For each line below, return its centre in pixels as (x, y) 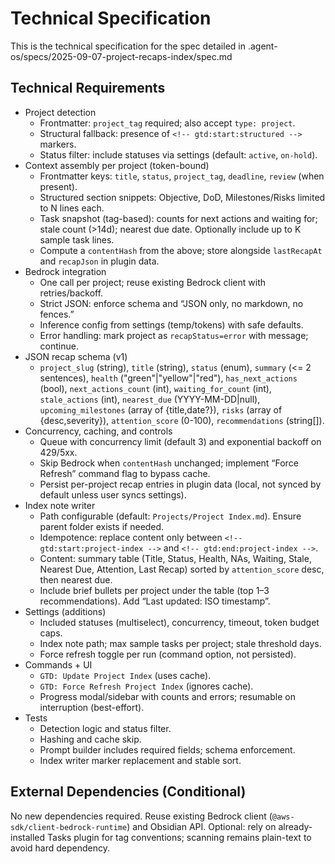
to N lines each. (72, 208)
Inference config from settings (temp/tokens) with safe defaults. (171, 324)
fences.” (57, 314)
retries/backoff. (71, 293)
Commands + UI (58, 664)
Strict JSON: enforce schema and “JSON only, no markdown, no (171, 303)
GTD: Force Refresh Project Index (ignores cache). (146, 686)
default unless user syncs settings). (113, 494)
